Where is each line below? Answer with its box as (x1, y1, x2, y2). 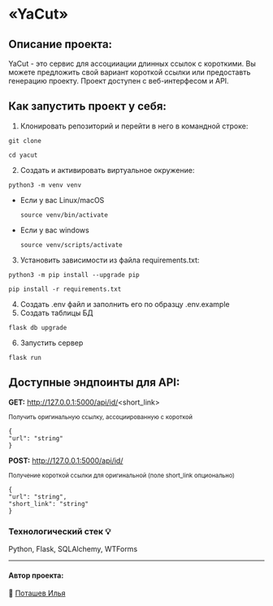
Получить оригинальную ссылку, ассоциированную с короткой (8, 413, 193, 421)
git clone (8, 136, 42, 145)
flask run (8, 353, 42, 361)
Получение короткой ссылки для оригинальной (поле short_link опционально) (8, 471, 236, 479)
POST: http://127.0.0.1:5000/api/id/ (8, 456, 123, 465)
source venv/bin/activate (19, 210, 108, 219)
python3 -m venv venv (8, 180, 82, 189)
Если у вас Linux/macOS (19, 195, 105, 205)
